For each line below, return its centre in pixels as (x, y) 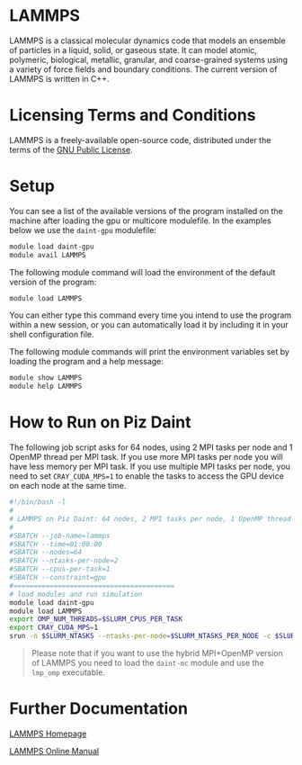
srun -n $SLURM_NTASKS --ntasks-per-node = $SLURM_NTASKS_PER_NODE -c (140, 636)
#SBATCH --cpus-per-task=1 (60, 569)
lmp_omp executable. (68, 672)
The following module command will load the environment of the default (142, 272)
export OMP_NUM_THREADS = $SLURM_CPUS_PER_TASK (96, 619)
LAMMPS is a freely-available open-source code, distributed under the (140, 139)
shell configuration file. (52, 335)
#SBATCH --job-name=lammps (60, 535)
